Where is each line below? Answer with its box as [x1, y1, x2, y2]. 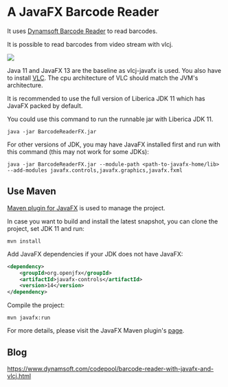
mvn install [7, 238, 41, 245]
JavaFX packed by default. [7, 101, 83, 110]
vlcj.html [7, 372, 32, 380]
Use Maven [7, 186, 56, 197]
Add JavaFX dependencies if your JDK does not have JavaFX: [7, 250, 183, 258]
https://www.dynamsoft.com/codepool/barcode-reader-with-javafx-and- [7, 364, 214, 373]
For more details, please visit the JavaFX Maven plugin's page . [7, 327, 185, 335]
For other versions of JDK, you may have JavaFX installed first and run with [7, 140, 221, 148]
